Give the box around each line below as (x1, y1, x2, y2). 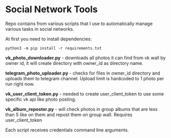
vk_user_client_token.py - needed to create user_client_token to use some (5, 90, 164, 97)
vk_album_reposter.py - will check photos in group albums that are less (5, 106, 158, 112)
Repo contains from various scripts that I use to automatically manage (5, 20, 153, 27)
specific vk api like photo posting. (5, 96, 76, 102)
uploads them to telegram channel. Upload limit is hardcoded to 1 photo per (5, 75, 164, 81)
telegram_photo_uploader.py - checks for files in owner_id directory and (5, 70, 160, 76)
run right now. (5, 81, 35, 87)
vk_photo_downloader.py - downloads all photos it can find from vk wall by (5, 55, 166, 61)
